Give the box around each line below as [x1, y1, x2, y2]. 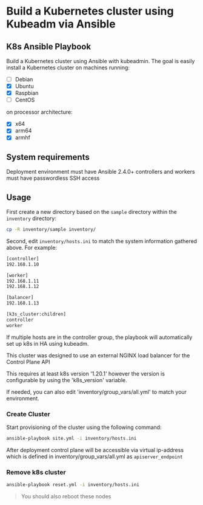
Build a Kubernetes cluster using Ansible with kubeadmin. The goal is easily [6, 58, 195, 64]
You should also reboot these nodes [21, 493, 111, 500]
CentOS [15, 96, 35, 104]
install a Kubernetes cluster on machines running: [6, 64, 130, 71]
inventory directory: [6, 215, 56, 222]
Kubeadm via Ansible [6, 17, 116, 31]
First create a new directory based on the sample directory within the [6, 208, 177, 216]
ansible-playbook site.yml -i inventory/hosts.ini [6, 435, 137, 441]
